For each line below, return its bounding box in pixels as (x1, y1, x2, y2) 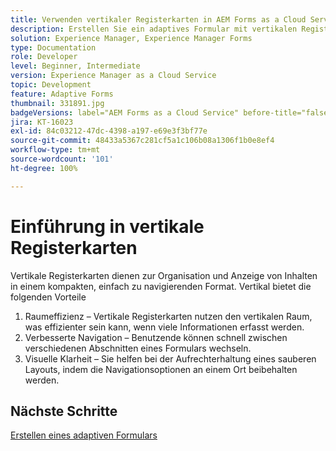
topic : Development (10, 80, 92, 90)
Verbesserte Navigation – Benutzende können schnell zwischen (24, 331, 288, 343)
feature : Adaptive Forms (10, 89, 114, 99)
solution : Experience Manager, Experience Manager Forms (10, 33, 253, 43)
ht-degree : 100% (10, 163, 78, 173)
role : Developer (10, 52, 78, 62)
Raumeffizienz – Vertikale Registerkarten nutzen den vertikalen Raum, (24, 310, 313, 322)
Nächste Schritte (10, 402, 118, 420)
